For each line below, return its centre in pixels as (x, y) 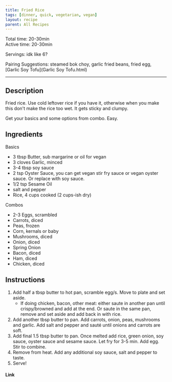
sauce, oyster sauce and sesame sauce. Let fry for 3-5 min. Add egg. (86, 341)
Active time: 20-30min (29, 45)
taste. (19, 357)
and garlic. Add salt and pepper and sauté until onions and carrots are (87, 325)
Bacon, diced (27, 253)
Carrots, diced (28, 220)
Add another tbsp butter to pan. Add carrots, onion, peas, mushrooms (86, 319)
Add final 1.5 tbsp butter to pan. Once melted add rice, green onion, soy (88, 336)
